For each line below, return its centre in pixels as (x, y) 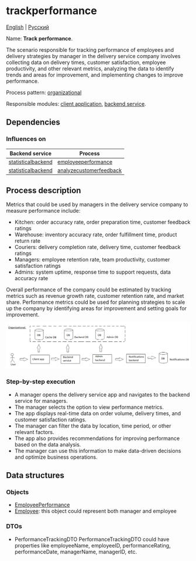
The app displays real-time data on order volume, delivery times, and (98, 413)
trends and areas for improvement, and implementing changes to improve (95, 75)
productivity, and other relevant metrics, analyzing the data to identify (90, 68)
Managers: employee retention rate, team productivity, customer (92, 259)
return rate (27, 241)
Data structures (35, 476)
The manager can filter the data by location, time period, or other (93, 426)
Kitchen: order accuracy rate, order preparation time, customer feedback (102, 222)
